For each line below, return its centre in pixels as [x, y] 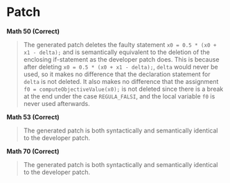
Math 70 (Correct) [33, 151]
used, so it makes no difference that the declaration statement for [117, 74]
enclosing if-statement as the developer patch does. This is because [121, 59]
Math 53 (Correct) [33, 117]
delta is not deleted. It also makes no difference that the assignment [121, 81]
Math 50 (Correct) [33, 31]
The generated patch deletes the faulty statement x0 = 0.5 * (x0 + [120, 44]
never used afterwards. [57, 103]
